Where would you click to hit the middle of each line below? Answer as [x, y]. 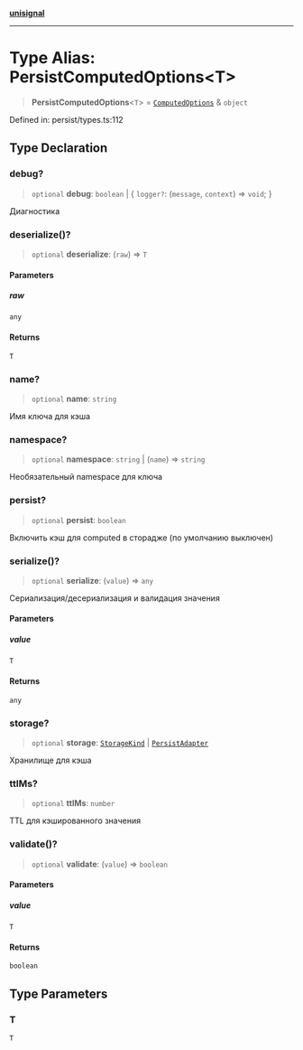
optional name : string [74, 398]
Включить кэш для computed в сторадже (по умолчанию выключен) [141, 538]
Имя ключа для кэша [50, 416]
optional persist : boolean [78, 520]
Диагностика [35, 211]
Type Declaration [59, 148]
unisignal [27, 13]
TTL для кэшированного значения [75, 820]
